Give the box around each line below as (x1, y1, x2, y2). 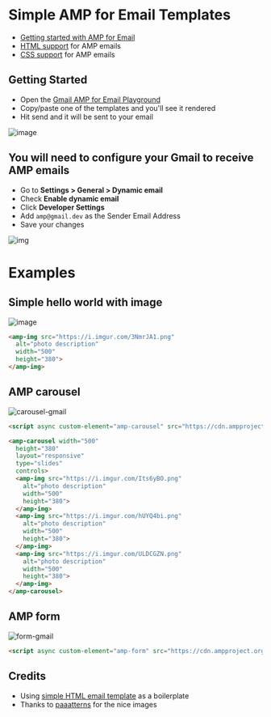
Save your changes (19, 219, 85, 229)
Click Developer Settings (19, 202, 105, 212)
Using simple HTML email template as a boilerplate (19, 690, 190, 701)
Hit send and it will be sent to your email (19, 112, 153, 121)
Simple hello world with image (8, 295, 163, 309)
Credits (8, 669, 47, 683)
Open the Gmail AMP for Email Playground (19, 95, 161, 104)
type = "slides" (15, 460, 63, 468)
